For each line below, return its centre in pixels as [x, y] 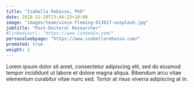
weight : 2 [18, 50]
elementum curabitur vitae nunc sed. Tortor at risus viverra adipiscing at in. [97, 79]
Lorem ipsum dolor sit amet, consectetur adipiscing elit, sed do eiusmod [93, 66]
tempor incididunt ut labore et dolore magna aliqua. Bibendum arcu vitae [94, 72]
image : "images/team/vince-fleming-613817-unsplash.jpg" [77, 22]
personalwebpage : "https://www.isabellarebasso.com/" [73, 39]
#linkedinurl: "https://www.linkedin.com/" [60, 33]
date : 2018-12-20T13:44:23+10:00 [47, 17]
